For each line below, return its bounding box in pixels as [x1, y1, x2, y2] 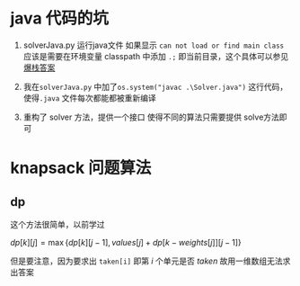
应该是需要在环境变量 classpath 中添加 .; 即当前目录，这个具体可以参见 [22, 50, 289, 61]
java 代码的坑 [10, 8, 109, 29]
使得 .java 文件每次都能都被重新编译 [22, 92, 156, 103]
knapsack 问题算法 [10, 158, 152, 178]
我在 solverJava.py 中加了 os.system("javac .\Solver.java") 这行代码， [22, 81, 288, 92]
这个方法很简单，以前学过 [10, 219, 105, 229]
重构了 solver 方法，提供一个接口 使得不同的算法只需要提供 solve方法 [22, 112, 279, 122]
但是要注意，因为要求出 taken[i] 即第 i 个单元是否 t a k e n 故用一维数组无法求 [10, 255, 291, 266]
